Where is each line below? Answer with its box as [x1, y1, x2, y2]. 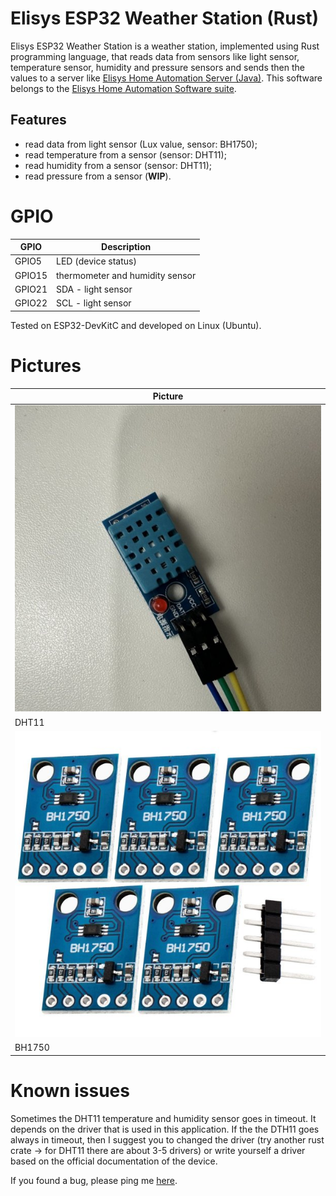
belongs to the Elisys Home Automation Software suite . [10, 82, 237, 94]
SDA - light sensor [56, 283, 133, 295]
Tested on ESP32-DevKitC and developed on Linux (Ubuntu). [10, 319, 262, 331]
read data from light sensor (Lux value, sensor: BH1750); [24, 138, 258, 150]
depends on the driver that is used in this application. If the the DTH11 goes [10, 1123, 320, 1135]
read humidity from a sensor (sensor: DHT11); [24, 159, 212, 171]
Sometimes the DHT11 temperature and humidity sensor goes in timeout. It [10, 1112, 317, 1124]
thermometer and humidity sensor [56, 269, 197, 281]
